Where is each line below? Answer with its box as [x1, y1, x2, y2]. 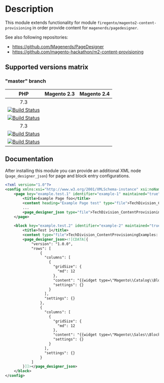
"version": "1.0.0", [31, 241, 73, 246]
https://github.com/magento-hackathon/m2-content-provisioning [12, 49, 144, 55]
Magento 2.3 [44, 90, 75, 97]
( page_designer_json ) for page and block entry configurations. [5, 173, 130, 179]
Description [5, 3, 54, 15]
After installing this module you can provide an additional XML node [5, 168, 142, 174]
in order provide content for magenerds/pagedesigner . [32, 24, 139, 30]
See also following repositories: [5, 34, 68, 40]
